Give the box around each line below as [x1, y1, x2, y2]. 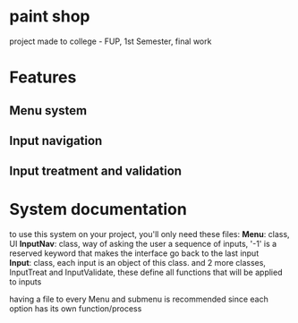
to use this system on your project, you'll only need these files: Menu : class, [9, 229, 290, 240]
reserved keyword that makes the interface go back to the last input [9, 248, 260, 259]
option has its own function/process [9, 303, 142, 314]
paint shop [9, 6, 91, 27]
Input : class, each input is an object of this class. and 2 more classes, [9, 258, 267, 268]
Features [9, 67, 77, 88]
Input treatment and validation [9, 164, 182, 179]
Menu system [9, 103, 88, 118]
